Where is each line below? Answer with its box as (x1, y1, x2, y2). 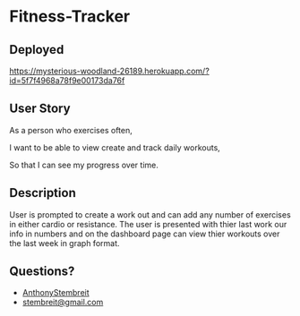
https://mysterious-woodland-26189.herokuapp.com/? (9, 65, 210, 76)
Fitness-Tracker (9, 6, 131, 27)
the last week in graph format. (9, 237, 120, 248)
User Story (9, 101, 71, 116)
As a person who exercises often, (9, 124, 133, 135)
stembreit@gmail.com (21, 297, 104, 308)
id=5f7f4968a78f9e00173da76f (9, 75, 125, 86)
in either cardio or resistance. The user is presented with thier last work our (9, 218, 287, 229)
